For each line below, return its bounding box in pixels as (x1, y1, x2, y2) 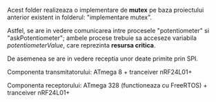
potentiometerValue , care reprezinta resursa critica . (7, 41, 156, 49)
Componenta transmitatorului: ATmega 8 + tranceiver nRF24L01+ (7, 68, 193, 76)
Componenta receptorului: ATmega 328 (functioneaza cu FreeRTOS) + (7, 81, 208, 89)
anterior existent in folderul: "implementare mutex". (7, 13, 153, 21)
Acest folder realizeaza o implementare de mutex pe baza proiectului (7, 6, 204, 14)
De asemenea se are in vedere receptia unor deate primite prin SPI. (7, 54, 199, 63)
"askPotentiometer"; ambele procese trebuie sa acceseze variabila (7, 34, 197, 42)
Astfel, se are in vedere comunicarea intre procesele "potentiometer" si (7, 27, 209, 34)
